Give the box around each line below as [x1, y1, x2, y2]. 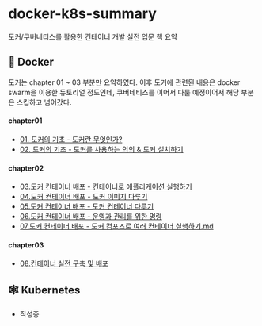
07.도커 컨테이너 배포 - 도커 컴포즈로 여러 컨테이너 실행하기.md [19, 221, 214, 231]
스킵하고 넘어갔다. [16, 97, 72, 107]
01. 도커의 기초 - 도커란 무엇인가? [19, 134, 123, 144]
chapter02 [8, 163, 44, 173]
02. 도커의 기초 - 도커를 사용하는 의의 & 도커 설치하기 [19, 144, 184, 154]
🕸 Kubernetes [8, 283, 81, 297]
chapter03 [8, 240, 44, 250]
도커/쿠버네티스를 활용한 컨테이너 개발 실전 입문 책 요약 [8, 32, 178, 41]
